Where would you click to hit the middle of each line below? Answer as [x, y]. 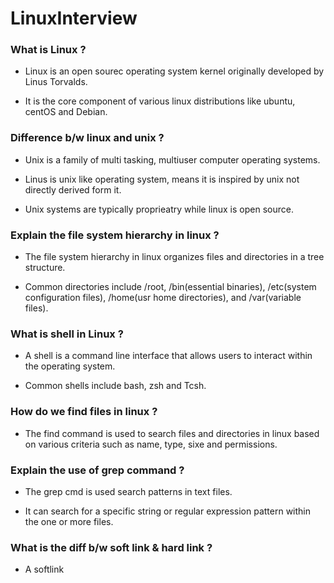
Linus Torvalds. [56, 82]
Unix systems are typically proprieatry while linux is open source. [159, 209]
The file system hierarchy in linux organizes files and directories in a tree [174, 257]
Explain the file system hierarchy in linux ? [115, 235]
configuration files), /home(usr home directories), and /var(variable [163, 298]
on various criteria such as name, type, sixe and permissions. [151, 444]
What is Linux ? [48, 50]
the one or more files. [69, 521]
